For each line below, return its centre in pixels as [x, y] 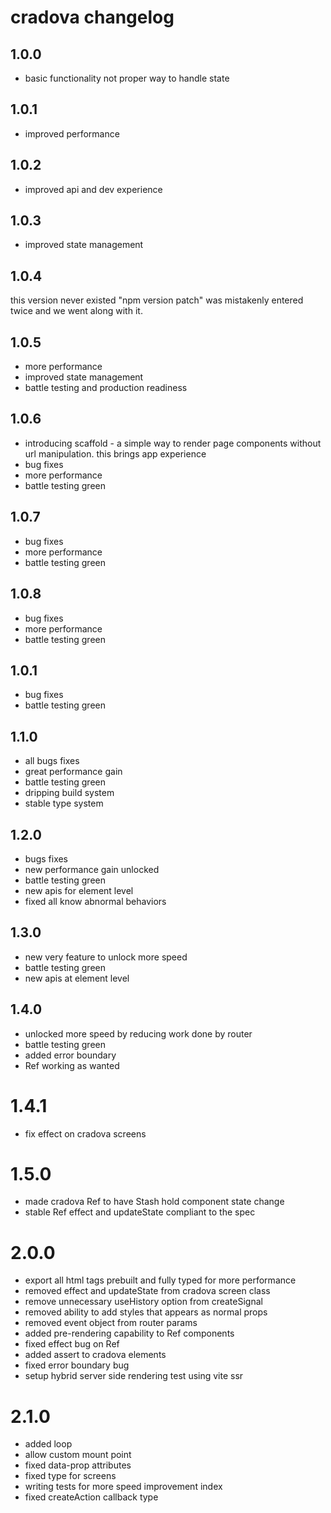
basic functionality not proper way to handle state [127, 78]
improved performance [72, 133]
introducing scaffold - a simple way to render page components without [173, 443]
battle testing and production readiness [106, 388]
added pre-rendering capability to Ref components [129, 1333]
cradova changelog [92, 17]
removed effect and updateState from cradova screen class [147, 1291]
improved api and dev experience [93, 189]
